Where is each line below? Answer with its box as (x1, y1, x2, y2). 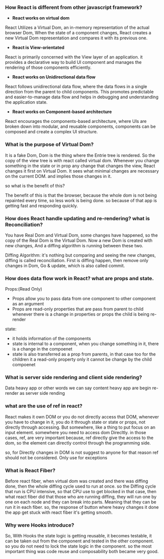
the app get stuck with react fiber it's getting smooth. (5, 509, 113, 515)
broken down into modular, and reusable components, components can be (5, 123, 156, 129)
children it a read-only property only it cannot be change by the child (12, 356, 152, 362)
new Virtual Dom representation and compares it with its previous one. (5, 35, 148, 41)
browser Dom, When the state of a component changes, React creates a (5, 30, 151, 36)
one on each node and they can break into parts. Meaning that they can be (5, 499, 157, 505)
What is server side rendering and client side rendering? (5, 374, 142, 381)
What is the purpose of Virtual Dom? (5, 141, 94, 148)
